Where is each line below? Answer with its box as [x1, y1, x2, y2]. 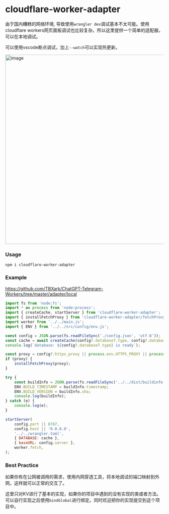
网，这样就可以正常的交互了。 [5, 480, 67, 486]
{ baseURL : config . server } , [14, 440, 75, 445]
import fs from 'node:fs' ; [5, 300, 62, 306]
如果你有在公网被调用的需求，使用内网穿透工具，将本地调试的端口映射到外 [5, 474, 159, 480]
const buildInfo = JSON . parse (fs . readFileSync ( [14, 380, 116, 385]
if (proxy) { [5, 356, 33, 362]
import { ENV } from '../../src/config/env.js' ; [5, 324, 109, 329]
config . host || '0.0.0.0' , [14, 426, 71, 431]
